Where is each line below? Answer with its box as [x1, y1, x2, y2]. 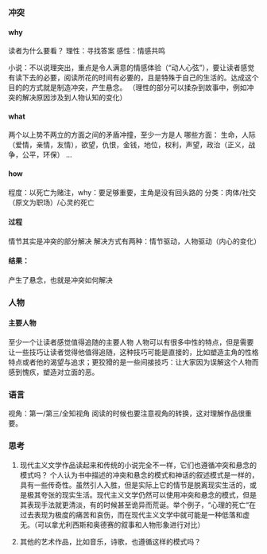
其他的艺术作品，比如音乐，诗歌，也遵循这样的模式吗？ [19, 536, 201, 546]
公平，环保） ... [21, 150, 73, 160]
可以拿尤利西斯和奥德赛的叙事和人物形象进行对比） [37, 520, 205, 529]
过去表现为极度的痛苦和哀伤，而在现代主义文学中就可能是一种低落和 [19, 509, 243, 519]
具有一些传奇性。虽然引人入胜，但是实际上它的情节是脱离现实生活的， [19, 480, 250, 490]
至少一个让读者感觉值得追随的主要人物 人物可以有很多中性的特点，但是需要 [8, 337, 254, 347]
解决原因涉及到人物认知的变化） [21, 93, 127, 103]
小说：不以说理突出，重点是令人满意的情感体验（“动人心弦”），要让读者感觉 [8, 63, 255, 72]
